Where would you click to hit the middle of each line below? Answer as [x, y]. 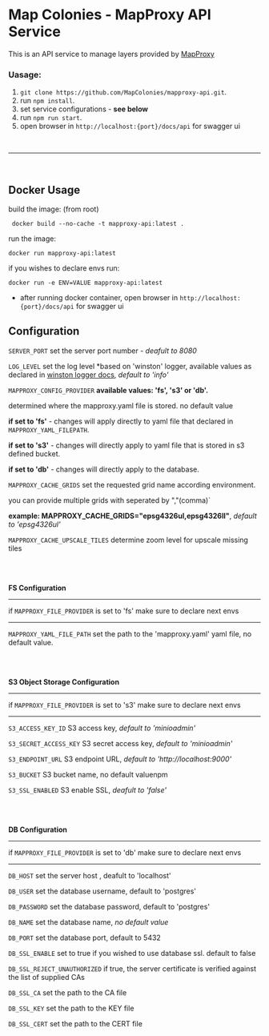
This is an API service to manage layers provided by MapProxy [111, 54]
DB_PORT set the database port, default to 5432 [85, 938]
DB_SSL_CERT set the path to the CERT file [75, 1023]
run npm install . [47, 101]
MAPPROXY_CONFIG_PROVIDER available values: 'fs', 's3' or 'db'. [108, 390]
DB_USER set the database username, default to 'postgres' [102, 891]
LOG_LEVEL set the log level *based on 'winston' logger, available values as [130, 366]
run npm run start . [51, 118]
